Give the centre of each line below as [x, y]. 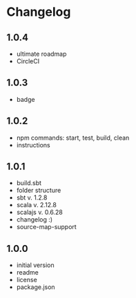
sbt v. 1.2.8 [32, 198]
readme [27, 273]
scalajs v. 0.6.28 [39, 212]
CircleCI [28, 61]
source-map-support [46, 227]
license [27, 280]
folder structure [39, 191]
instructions [33, 145]
